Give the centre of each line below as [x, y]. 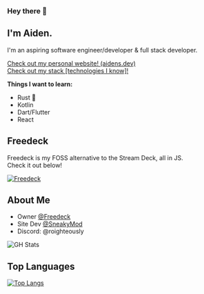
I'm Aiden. [30, 33]
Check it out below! [35, 165]
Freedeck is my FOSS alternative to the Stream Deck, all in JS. [95, 157]
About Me [29, 200]
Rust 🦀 [27, 97]
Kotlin [25, 105]
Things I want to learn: [40, 84]
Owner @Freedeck [44, 217]
